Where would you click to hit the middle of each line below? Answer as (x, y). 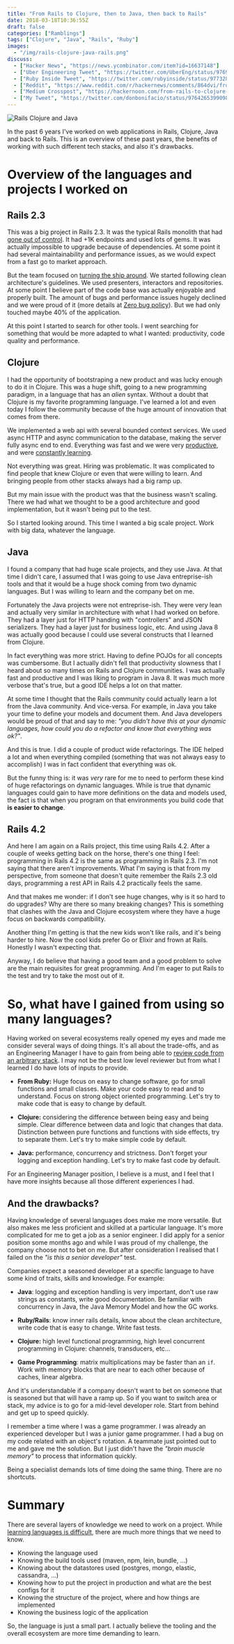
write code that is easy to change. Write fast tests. (89, 1327)
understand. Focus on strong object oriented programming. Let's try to (119, 1096)
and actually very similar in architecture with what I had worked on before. (114, 612)
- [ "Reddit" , (32, 85)
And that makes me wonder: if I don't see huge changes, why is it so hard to (116, 897)
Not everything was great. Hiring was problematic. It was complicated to (111, 466)
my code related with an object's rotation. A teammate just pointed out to (112, 1441)
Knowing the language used (57, 1553)
